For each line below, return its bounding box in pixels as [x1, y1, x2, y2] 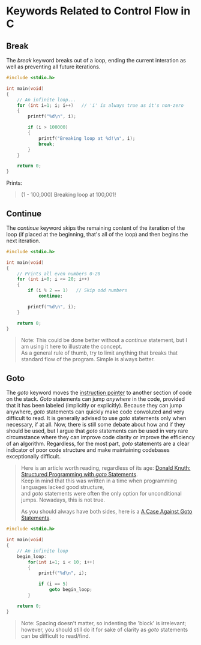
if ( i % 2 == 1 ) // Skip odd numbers [28, 287, 128, 293]
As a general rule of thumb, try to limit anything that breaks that [20, 349, 178, 356]
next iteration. [6, 237, 41, 244]
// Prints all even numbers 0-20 [17, 271, 101, 277]
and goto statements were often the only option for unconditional [20, 490, 182, 497]
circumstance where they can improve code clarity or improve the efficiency [6, 434, 195, 441]
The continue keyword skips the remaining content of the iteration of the [6, 224, 185, 232]
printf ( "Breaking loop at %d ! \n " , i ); [38, 135, 136, 142]
